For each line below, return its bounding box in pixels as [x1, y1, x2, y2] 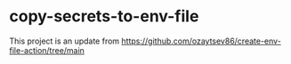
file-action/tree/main [9, 44, 85, 55]
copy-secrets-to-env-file [9, 6, 199, 27]
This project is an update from [9, 36, 120, 46]
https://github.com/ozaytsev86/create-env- [121, 36, 282, 46]
